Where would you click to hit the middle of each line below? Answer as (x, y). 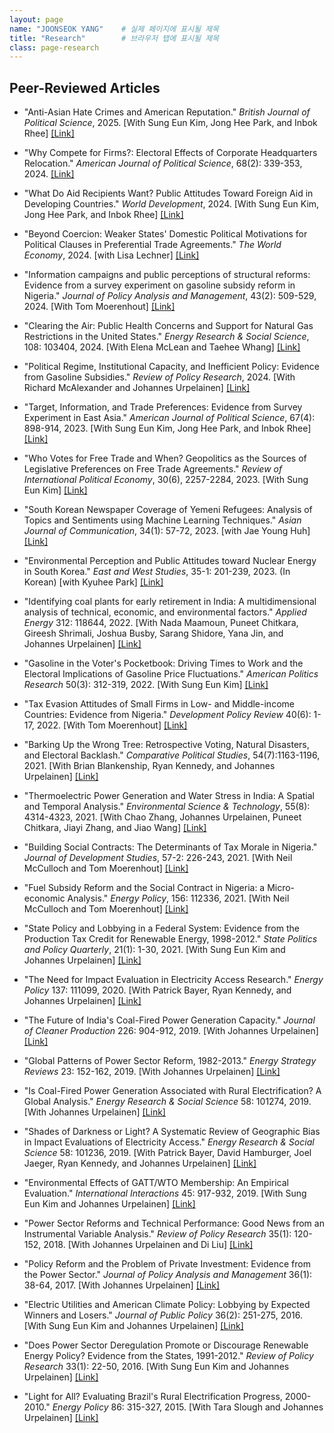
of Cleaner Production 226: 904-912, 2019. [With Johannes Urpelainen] (171, 1031)
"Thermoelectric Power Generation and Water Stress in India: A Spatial (169, 796)
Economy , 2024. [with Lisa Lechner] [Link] (111, 255)
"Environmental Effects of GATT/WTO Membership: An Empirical (156, 1183)
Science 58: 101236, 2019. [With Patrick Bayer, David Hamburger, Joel (167, 1153)
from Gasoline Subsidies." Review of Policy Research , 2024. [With (159, 377)
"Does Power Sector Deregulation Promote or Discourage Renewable (166, 1345)
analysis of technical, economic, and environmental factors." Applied (165, 612)
